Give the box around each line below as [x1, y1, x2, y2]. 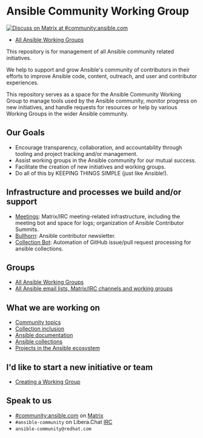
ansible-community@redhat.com [15, 426, 92, 432]
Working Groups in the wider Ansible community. [6, 110, 129, 117]
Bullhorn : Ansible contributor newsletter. [15, 232, 116, 239]
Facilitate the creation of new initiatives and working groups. [15, 163, 166, 170]
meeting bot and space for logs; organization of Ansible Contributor [15, 219, 184, 226]
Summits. [15, 226, 39, 233]
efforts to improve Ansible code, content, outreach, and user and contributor [6, 72, 198, 79]
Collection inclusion [15, 325, 65, 332]
